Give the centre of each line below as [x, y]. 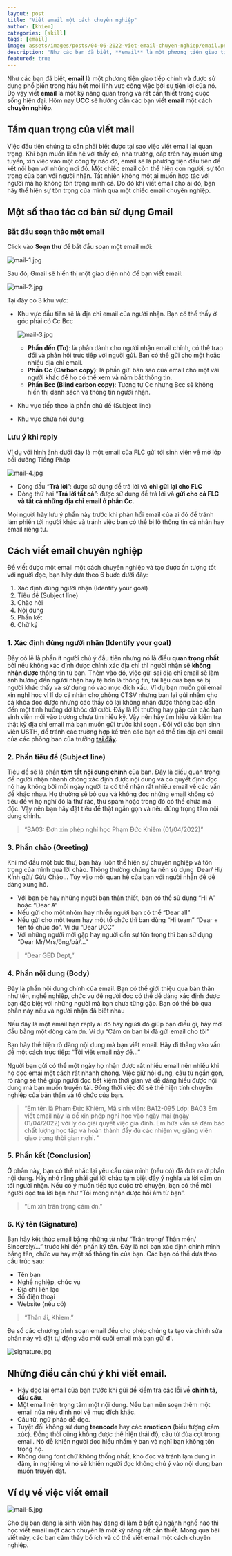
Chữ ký [27, 625]
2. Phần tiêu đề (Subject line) [56, 757]
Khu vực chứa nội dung [50, 419]
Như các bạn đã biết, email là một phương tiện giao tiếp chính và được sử [112, 78]
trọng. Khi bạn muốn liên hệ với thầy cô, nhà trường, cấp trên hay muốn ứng [115, 154]
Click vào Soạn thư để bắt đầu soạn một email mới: [80, 247]
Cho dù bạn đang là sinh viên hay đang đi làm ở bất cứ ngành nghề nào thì [113, 1523]
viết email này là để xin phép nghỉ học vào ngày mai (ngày [107, 1116]
